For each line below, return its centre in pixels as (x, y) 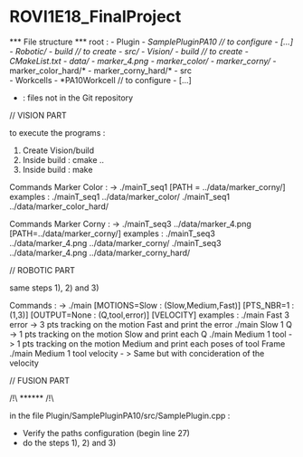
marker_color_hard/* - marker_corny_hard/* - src (101, 71)
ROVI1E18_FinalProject (95, 17)
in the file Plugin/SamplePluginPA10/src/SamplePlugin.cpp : (120, 415)
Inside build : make (57, 169)
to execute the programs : (57, 132)
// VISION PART (38, 115)
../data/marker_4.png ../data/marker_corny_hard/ (100, 252)
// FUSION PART (40, 380)
